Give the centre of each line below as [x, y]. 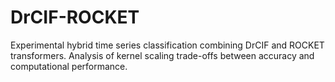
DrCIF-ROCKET [75, 17]
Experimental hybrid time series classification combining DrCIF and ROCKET [167, 45]
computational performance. [69, 66]
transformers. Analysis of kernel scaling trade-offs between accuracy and [162, 55]
